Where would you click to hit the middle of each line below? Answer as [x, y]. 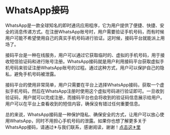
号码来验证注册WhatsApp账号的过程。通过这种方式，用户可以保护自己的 [85, 67]
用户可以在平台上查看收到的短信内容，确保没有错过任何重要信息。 [74, 104]
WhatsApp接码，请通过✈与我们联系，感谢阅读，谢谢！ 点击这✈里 [73, 127]
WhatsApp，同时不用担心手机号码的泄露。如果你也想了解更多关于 [78, 121]
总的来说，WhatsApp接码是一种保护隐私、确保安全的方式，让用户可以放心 [83, 114]
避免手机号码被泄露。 [36, 74]
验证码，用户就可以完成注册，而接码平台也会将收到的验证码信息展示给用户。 [85, 97]
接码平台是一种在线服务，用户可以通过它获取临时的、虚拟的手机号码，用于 [83, 55]
